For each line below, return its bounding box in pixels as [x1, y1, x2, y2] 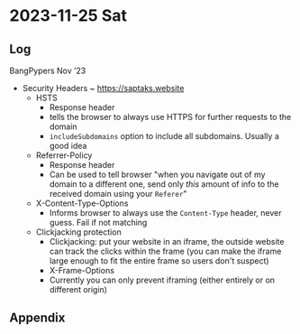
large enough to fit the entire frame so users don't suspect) [49, 255, 269, 266]
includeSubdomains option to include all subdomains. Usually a [49, 131, 279, 141]
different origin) [49, 284, 108, 294]
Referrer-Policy [35, 150, 93, 161]
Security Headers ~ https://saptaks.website [22, 83, 185, 93]
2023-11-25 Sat [9, 5, 128, 26]
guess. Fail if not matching [49, 218, 148, 227]
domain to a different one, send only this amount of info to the [49, 179, 279, 190]
